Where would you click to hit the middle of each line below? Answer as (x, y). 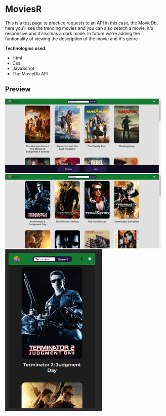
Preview (18, 89)
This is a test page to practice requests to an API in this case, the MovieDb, (82, 23)
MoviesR (23, 9)
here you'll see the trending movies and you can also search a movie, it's (79, 28)
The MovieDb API (30, 73)
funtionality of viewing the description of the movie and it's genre (72, 39)
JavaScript (23, 68)
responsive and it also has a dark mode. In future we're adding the (73, 33)
